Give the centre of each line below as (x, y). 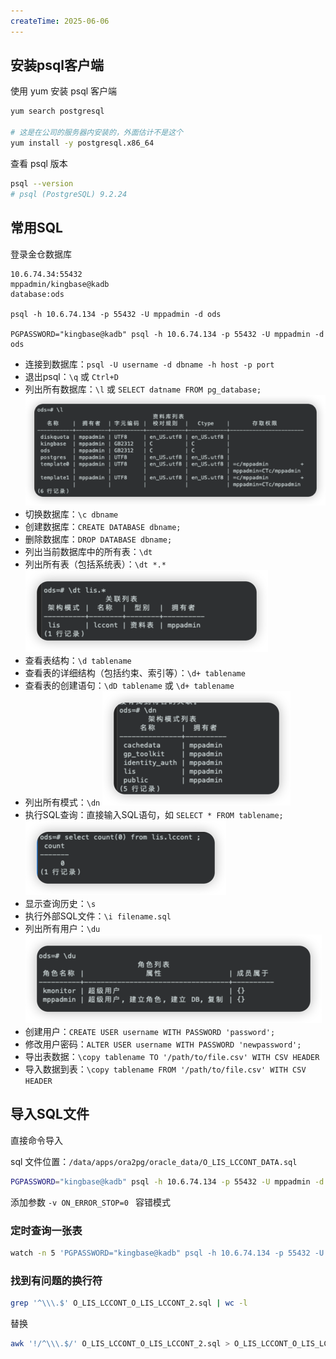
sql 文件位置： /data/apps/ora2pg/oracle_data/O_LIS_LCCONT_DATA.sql (154, 1161)
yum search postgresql (57, 111)
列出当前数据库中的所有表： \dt (88, 551)
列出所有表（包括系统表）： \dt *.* (95, 564)
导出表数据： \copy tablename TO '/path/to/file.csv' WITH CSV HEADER (172, 1056)
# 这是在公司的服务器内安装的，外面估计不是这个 (96, 133)
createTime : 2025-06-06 (60, 21)
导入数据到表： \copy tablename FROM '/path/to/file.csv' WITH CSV (165, 1069)
